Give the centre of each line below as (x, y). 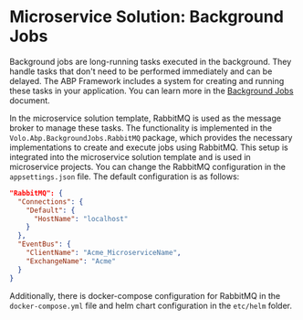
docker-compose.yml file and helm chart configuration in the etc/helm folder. (151, 305)
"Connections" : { (51, 202)
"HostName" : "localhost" (81, 219)
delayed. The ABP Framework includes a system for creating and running (147, 80)
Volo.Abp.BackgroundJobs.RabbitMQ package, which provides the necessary (151, 137)
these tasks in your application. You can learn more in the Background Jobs (151, 91)
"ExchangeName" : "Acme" (71, 261)
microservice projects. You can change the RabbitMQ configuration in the (147, 166)
